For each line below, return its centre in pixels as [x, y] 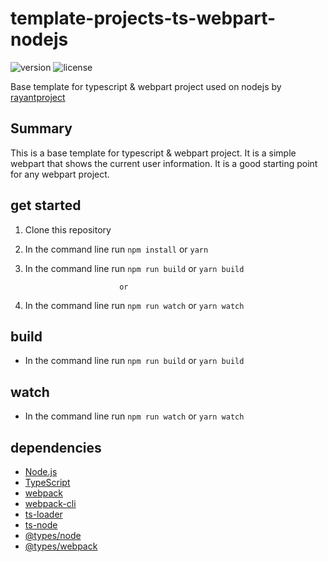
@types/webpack [61, 546]
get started [46, 205]
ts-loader [43, 514]
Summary [41, 128]
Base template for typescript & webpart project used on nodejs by [146, 86]
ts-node [41, 525]
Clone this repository [68, 229]
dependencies [56, 447]
